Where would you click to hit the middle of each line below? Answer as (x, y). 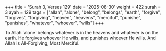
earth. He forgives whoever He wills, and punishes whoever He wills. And (81, 38)
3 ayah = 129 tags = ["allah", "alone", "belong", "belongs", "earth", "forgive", (83, 12)
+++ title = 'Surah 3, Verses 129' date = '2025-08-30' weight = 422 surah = (83, 7)
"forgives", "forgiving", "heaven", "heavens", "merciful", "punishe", (73, 18)
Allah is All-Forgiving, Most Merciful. (42, 43)
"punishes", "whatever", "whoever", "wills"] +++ (55, 23)
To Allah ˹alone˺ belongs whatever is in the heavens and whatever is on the (82, 32)
